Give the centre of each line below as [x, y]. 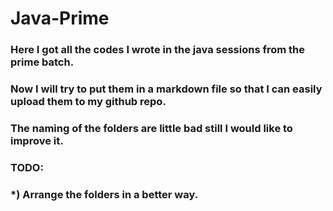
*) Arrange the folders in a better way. [104, 194]
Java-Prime [60, 18]
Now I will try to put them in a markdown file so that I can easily [166, 89]
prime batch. [42, 62]
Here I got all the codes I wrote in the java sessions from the [157, 50]
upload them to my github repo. [88, 102]
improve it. [37, 140]
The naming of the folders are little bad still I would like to [151, 128]
